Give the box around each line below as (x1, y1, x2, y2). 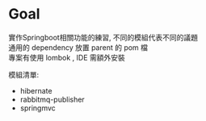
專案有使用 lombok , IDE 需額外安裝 (8, 52, 125, 62)
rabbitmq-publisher (19, 94, 85, 104)
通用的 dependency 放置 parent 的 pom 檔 (8, 42, 148, 52)
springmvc (19, 102, 57, 113)
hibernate (19, 86, 53, 95)
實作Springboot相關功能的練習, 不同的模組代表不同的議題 (8, 32, 199, 42)
